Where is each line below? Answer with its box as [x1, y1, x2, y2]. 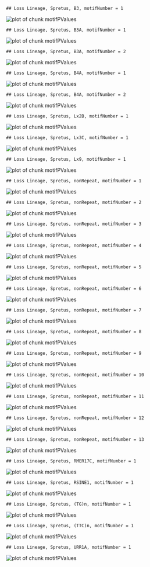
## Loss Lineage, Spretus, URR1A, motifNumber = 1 [6, 544, 131, 550]
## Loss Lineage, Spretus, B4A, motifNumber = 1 [6, 70, 126, 76]
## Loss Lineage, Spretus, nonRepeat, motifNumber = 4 [6, 243, 142, 248]
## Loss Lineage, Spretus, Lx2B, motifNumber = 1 [6, 113, 129, 119]
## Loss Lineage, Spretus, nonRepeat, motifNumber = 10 [6, 372, 144, 378]
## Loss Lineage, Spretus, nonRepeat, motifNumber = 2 [6, 199, 142, 205]
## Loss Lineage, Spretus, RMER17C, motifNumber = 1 [6, 458, 137, 464]
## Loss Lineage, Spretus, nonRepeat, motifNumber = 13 [6, 437, 144, 442]
